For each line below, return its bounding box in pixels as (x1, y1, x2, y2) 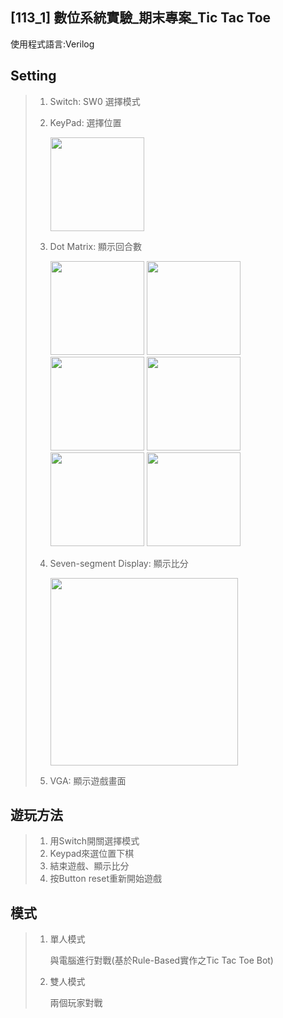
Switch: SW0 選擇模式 (49, 95, 141, 107)
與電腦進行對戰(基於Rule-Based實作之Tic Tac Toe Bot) (49, 954, 274, 967)
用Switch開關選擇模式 (49, 835, 140, 847)
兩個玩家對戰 (49, 997, 103, 1009)
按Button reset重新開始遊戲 (49, 873, 162, 885)
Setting (10, 68, 57, 85)
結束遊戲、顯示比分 (49, 860, 130, 872)
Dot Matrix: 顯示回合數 (49, 240, 143, 252)
